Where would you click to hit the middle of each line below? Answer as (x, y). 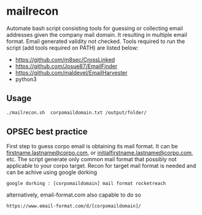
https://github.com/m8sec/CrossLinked (65, 59)
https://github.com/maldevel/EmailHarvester (71, 72)
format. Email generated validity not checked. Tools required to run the (96, 41)
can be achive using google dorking (52, 172)
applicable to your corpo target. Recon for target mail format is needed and (101, 166)
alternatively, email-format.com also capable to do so (74, 195)
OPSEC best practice (47, 132)
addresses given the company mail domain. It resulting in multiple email (97, 34)
